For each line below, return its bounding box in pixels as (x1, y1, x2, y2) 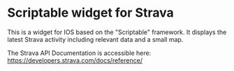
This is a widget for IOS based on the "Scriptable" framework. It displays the (7, 28, 227, 36)
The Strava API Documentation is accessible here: (7, 49, 152, 57)
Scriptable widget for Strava (7, 5, 174, 21)
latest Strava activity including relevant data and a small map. (7, 35, 184, 43)
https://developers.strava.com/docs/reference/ (7, 56, 143, 64)
